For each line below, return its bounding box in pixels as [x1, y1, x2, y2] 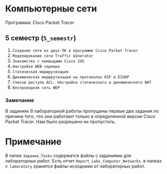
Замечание [5, 97, 34, 104]
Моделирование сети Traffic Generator [12, 53, 93, 58]
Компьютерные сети [5, 3, 97, 14]
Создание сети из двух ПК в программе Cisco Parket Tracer [12, 48, 138, 53]
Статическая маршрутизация [12, 69, 69, 74]
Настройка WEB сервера [12, 64, 60, 69]
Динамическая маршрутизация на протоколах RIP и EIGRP [12, 74, 129, 80]
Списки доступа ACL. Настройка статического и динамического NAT [12, 80, 151, 85]
